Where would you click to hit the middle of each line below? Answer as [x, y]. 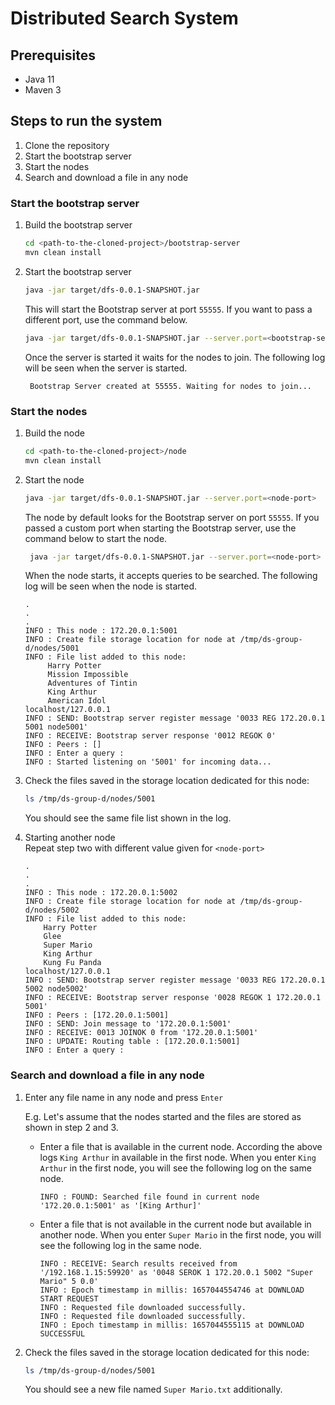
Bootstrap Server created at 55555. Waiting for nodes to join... [170, 386]
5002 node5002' [56, 989]
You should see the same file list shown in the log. [128, 818]
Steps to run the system [86, 121]
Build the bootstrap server [78, 225]
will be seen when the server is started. [106, 368]
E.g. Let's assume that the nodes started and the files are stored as [163, 1116]
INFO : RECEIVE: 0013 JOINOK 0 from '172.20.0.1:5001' [141, 1033]
